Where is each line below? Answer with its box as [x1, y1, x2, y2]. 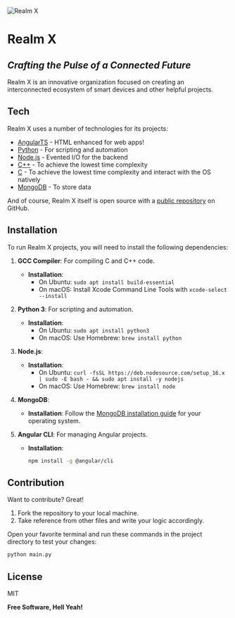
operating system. [27, 416, 81, 425]
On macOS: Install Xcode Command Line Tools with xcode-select [38, 285, 227, 293]
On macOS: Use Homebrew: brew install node [38, 382, 176, 390]
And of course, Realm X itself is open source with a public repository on [7, 196, 215, 205]
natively [17, 175, 41, 184]
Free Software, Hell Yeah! [7, 603, 83, 611]
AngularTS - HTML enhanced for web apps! [17, 138, 144, 146]
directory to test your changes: [7, 538, 97, 546]
